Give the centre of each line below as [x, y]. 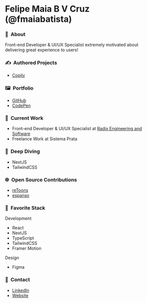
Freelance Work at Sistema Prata [44, 139]
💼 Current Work [24, 118]
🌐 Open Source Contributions [41, 180]
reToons [20, 190]
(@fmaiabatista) [38, 19]
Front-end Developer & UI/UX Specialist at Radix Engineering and [77, 129]
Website [20, 295]
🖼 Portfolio [19, 88]
